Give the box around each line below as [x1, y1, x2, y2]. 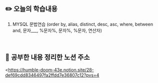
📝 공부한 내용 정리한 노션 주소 [5, 53, 90, 61]
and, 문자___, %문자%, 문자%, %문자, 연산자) [12, 27, 102, 33]
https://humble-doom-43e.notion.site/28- [8, 66, 94, 72]
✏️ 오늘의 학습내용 [5, 4, 57, 13]
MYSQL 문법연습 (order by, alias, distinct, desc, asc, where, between [12, 21, 153, 27]
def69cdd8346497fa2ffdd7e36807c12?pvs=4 [5, 72, 99, 78]
